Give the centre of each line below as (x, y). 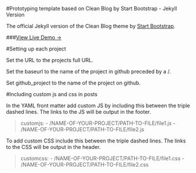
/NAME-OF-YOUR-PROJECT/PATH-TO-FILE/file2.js (82, 129)
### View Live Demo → (34, 37)
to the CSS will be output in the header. (54, 147)
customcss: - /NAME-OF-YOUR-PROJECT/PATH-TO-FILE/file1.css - (102, 158)
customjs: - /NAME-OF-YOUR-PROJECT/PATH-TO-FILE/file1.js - (98, 123)
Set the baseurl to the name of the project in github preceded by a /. (89, 72)
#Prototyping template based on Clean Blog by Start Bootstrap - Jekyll (92, 9)
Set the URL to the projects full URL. (50, 60)
